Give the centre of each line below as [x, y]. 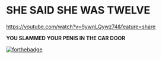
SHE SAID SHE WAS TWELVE [78, 10]
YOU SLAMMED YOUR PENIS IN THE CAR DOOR [66, 38]
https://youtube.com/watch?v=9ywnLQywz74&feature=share [81, 27]
